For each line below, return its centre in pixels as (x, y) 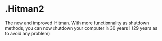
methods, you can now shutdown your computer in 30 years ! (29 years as (81, 28)
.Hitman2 (25, 9)
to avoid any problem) (27, 33)
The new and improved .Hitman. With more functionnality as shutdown (77, 23)
